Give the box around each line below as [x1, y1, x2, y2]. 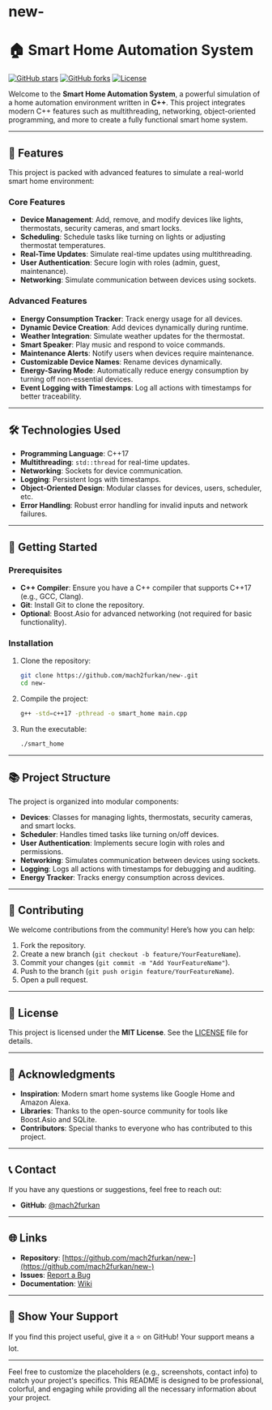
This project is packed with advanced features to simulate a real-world [8, 167, 244, 177]
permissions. [19, 846, 63, 857]
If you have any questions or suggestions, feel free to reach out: [8, 1184, 223, 1194]
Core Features [8, 196, 66, 207]
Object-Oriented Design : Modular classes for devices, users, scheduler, [19, 483, 262, 493]
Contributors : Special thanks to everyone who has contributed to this [19, 1123, 253, 1133]
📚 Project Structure [8, 771, 111, 784]
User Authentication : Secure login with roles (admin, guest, [19, 258, 220, 267]
